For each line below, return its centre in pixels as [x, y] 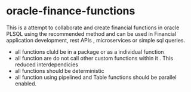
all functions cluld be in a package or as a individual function [89, 51]
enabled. [26, 83]
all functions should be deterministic [59, 70]
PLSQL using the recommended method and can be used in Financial [91, 33]
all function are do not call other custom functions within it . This [94, 58]
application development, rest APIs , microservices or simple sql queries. [96, 40]
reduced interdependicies [47, 65]
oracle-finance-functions [71, 11]
